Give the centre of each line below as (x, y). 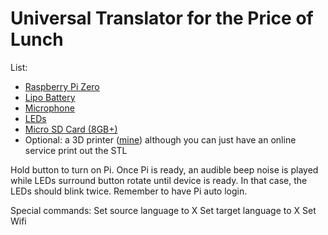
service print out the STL (76, 150)
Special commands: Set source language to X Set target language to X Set (163, 210)
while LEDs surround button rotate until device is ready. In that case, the (159, 180)
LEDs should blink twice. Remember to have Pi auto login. (129, 191)
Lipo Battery (50, 97)
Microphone (49, 108)
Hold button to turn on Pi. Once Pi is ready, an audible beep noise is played (164, 169)
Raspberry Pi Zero (62, 86)
